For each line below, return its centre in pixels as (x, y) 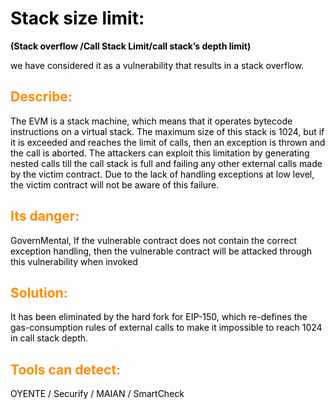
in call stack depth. (49, 338)
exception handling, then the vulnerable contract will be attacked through (161, 251)
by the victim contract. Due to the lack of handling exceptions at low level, (162, 174)
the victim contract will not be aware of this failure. (115, 184)
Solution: (39, 292)
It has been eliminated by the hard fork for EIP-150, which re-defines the (159, 317)
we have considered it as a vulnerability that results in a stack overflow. (157, 65)
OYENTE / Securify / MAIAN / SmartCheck (97, 394)
